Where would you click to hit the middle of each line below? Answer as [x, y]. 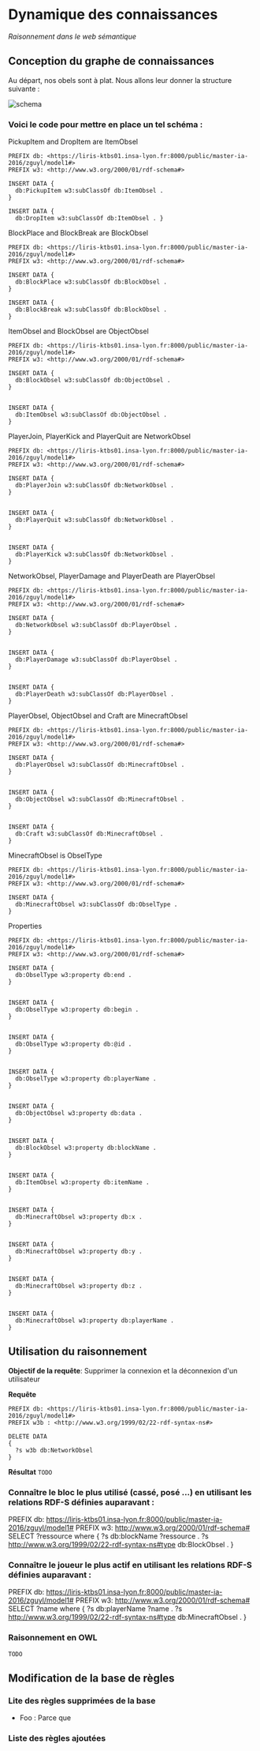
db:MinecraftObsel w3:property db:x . [79, 1217]
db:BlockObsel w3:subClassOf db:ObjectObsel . [93, 381]
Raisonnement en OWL [53, 1638]
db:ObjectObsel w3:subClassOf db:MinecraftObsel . [100, 799]
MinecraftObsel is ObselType [55, 855]
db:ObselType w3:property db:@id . [74, 1044]
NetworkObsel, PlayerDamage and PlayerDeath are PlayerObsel [111, 576]
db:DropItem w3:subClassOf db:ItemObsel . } [89, 219]
